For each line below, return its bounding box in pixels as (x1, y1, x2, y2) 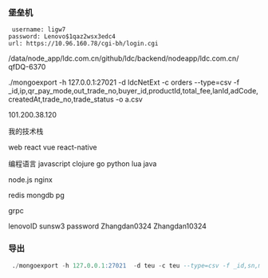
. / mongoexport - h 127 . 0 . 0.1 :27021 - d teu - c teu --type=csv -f (11, 261, 230, 269)
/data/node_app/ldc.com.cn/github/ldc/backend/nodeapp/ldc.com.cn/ (8, 54, 239, 63)
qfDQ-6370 (8, 62, 46, 72)
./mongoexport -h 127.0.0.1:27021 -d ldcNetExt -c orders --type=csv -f (8, 77, 240, 87)
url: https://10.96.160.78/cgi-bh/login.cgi (8, 40, 159, 48)
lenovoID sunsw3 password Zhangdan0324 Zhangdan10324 (8, 221, 207, 231)
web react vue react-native (8, 142, 97, 153)
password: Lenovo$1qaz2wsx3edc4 (8, 33, 116, 41)
